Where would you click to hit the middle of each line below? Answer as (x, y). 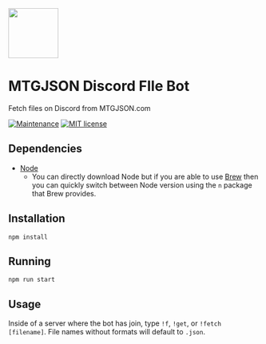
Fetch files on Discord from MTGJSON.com (79, 108)
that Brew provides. (64, 193)
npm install (28, 237)
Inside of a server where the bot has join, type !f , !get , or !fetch (115, 323)
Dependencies (45, 149)
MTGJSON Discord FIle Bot (99, 86)
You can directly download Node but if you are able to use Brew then (145, 176)
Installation (37, 219)
